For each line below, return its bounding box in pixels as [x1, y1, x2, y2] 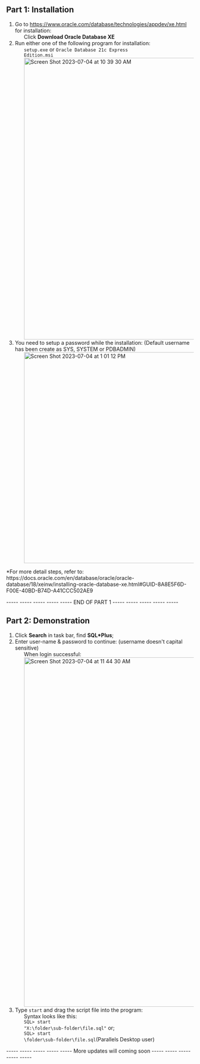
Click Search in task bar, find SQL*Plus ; [14, 631, 114, 639]
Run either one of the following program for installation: [14, 39, 151, 46]
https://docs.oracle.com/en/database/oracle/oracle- [6, 574, 135, 581]
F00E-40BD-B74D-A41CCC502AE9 [6, 586, 93, 594]
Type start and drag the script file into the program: [14, 1006, 143, 1013]
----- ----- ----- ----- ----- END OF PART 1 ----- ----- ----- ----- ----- [6, 598, 179, 606]
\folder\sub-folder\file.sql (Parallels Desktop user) [23, 1035, 155, 1043]
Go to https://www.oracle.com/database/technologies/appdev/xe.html [14, 20, 187, 27]
